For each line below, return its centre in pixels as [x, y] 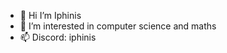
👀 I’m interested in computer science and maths [118, 26]
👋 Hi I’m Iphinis [50, 15]
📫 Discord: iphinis [58, 37]
